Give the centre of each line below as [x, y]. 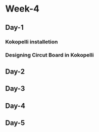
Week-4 [22, 9]
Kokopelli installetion [32, 42]
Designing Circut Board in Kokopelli [50, 55]
